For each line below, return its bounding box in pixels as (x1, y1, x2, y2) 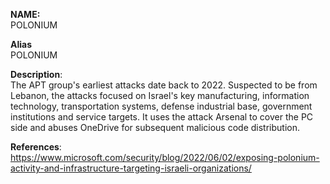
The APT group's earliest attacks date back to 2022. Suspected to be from (10, 79, 318, 91)
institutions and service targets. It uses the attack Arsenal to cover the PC (10, 111, 314, 123)
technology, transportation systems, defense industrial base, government (10, 100, 313, 112)
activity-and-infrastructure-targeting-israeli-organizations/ (10, 162, 252, 174)
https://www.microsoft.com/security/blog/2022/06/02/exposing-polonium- (10, 152, 320, 163)
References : (10, 141, 62, 153)
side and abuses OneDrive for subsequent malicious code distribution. (10, 122, 300, 133)
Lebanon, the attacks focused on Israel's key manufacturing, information (10, 90, 310, 101)
